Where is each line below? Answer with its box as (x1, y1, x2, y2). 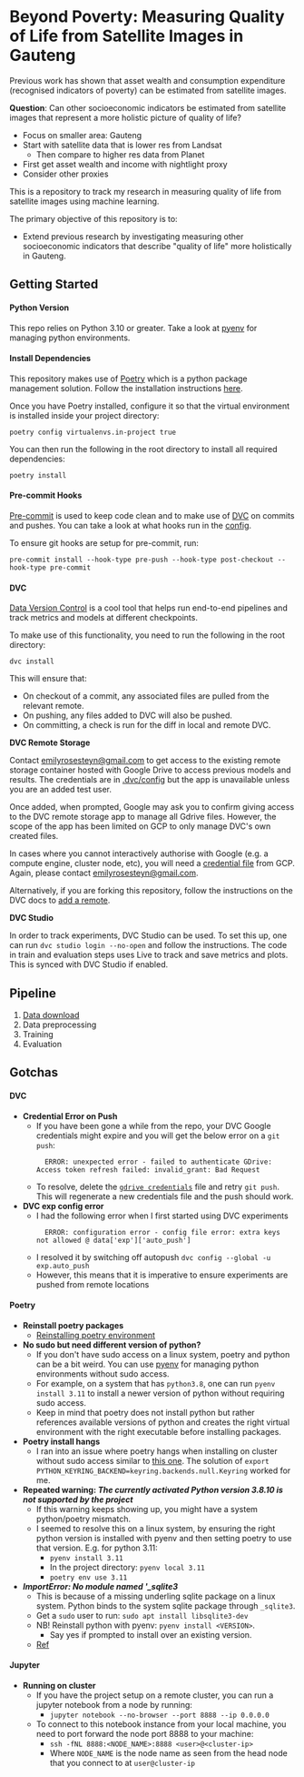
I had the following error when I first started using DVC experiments (35, 1210, 289, 1221)
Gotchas (9, 1065, 59, 1080)
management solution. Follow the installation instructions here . (9, 382, 243, 393)
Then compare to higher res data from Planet (35, 148, 205, 160)
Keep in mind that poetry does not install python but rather (35, 1407, 256, 1418)
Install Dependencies (9, 353, 92, 364)
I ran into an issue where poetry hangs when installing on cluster (35, 1445, 279, 1457)
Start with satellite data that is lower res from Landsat (22, 139, 222, 150)
